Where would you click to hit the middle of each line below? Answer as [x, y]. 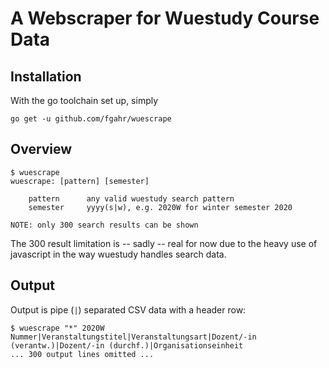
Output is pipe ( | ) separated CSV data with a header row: [128, 309]
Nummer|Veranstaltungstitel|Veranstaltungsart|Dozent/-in [133, 337]
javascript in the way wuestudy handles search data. [118, 254]
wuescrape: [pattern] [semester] [80, 181]
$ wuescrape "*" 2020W [57, 328]
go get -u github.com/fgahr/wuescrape [91, 119]
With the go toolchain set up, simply [84, 100]
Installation [46, 76]
